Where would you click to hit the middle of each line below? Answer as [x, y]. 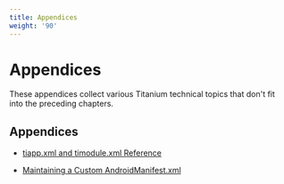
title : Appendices [43, 17]
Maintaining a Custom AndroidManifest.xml [101, 171]
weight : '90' [33, 26]
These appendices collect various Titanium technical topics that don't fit [142, 94]
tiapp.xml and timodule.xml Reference [92, 153]
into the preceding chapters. [62, 104]
